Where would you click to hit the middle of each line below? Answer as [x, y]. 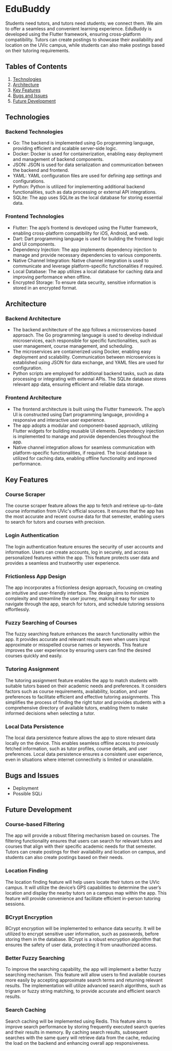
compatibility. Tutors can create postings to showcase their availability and [84, 40]
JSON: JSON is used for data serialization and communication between [88, 165]
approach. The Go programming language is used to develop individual [88, 335]
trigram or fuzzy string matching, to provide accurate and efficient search [83, 991]
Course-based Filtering [35, 825]
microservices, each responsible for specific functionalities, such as [84, 341]
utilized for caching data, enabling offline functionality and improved [85, 458]
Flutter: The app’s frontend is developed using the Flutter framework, [85, 227]
